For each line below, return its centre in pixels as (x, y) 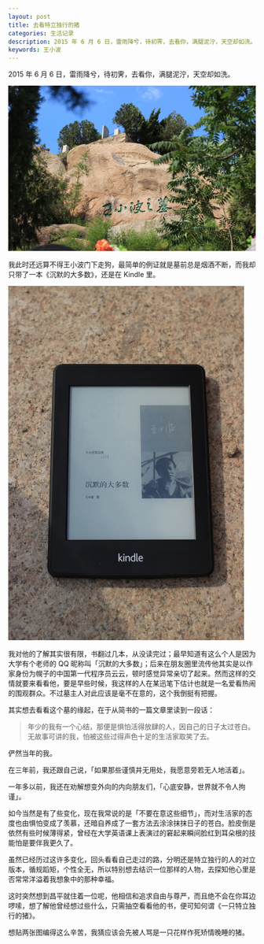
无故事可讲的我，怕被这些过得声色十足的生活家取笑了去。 (120, 737)
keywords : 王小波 (35, 50)
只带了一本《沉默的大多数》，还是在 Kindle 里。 (84, 275)
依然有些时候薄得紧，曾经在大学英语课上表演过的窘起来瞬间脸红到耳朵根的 (128, 833)
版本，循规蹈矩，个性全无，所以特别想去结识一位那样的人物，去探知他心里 (128, 869)
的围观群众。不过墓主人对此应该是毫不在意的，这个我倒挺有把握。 (115, 694)
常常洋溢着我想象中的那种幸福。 (66, 879)
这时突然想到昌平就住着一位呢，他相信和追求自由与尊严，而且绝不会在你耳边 (132, 896)
